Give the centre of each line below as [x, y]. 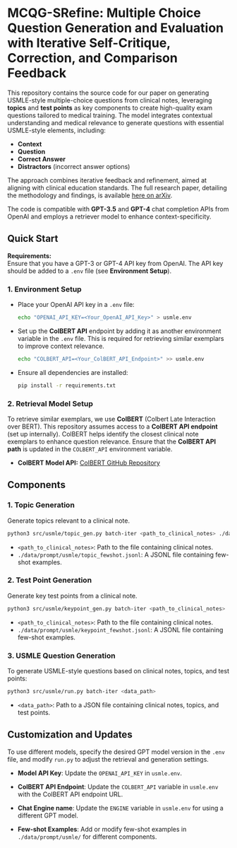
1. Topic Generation [41, 505]
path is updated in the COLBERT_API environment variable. [90, 449]
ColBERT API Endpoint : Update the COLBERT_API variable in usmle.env [118, 786]
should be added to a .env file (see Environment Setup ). [89, 271]
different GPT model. [48, 815]
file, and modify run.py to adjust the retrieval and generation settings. [108, 759]
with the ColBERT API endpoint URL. [70, 794]
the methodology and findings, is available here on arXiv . [90, 195]
